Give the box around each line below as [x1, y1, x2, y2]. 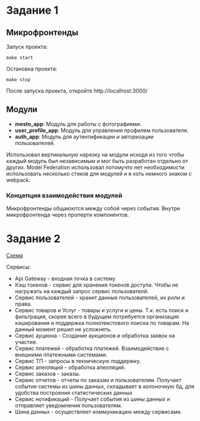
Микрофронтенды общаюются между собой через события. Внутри [6, 205, 180, 212]
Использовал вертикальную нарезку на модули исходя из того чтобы [6, 150, 184, 158]
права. [14, 300, 32, 308]
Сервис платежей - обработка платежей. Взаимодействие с [14, 345, 170, 352]
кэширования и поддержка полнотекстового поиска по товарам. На [14, 319, 189, 327]
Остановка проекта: [6, 65, 58, 72]
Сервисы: [6, 263, 31, 271]
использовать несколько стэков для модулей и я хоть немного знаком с [6, 170, 192, 177]
